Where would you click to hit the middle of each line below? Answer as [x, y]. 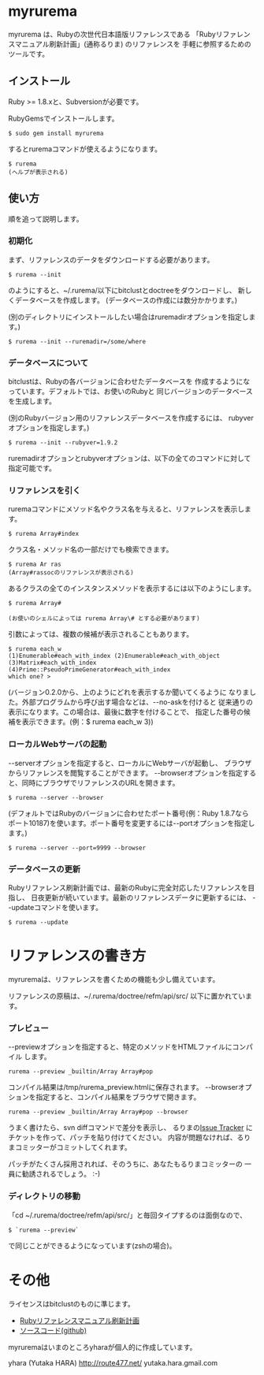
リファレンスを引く [45, 491]
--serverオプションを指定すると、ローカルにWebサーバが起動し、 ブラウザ [130, 763]
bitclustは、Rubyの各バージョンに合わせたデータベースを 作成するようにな [129, 381]
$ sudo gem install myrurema [56, 133]
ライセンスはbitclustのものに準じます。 [72, 1303]
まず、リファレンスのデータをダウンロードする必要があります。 [111, 259]
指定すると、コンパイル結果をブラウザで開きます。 [118, 1097]
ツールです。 [29, 54]
